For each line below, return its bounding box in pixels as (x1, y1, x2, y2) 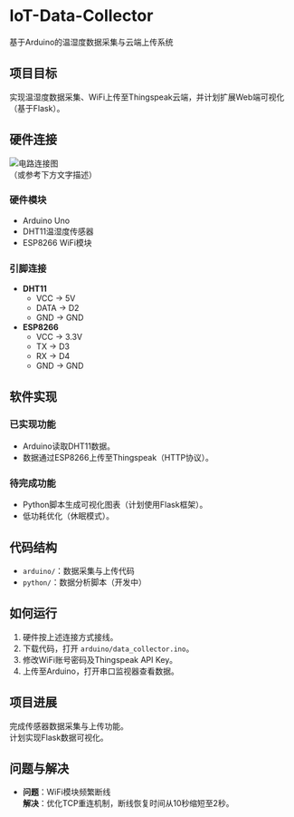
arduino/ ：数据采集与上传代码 (22, 565, 136, 576)
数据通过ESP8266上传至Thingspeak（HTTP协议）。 (22, 452, 214, 462)
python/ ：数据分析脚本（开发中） (22, 577, 147, 588)
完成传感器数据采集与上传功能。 (9, 720, 128, 731)
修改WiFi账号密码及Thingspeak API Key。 (22, 654, 178, 665)
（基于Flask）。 (9, 102, 65, 113)
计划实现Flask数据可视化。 (9, 732, 109, 743)
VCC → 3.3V (35, 332, 83, 343)
